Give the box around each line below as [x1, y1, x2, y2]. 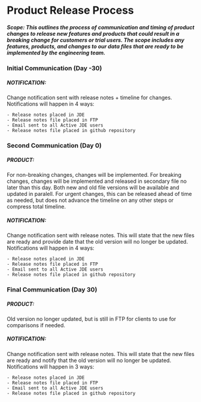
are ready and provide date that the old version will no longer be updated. [7, 238, 188, 245]
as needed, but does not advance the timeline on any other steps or [7, 197, 174, 204]
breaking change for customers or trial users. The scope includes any [7, 36, 185, 44]
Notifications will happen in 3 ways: [7, 363, 95, 370]
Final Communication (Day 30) [7, 285, 98, 293]
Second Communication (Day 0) [7, 142, 102, 150]
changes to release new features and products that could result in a [7, 30, 180, 37]
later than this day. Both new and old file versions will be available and [7, 184, 179, 191]
